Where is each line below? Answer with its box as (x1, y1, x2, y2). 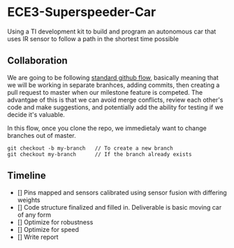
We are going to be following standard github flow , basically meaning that (7, 73, 219, 82)
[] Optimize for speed (17, 225, 79, 233)
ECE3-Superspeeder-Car (7, 4, 156, 20)
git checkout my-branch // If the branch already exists (7, 150, 192, 157)
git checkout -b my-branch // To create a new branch (7, 144, 173, 152)
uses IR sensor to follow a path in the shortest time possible (7, 34, 180, 42)
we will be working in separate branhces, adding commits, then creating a (7, 81, 220, 89)
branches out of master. (7, 131, 76, 139)
